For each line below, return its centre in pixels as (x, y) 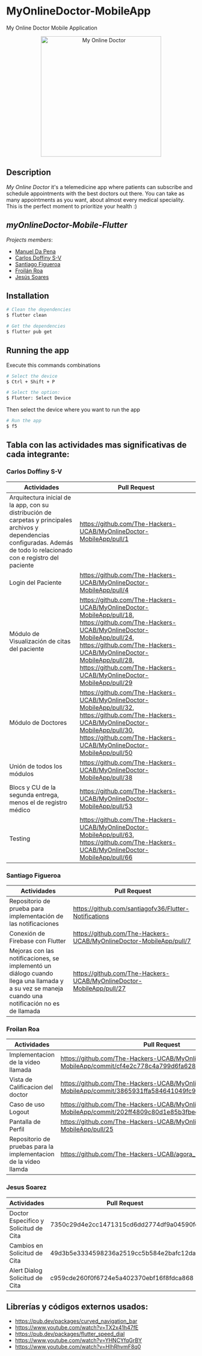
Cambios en (26, 1245)
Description (29, 173)
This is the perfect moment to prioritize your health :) (72, 206)
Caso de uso (27, 1105)
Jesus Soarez (26, 1187)
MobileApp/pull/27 (99, 988)
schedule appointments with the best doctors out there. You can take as (95, 193)
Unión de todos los (36, 766)
